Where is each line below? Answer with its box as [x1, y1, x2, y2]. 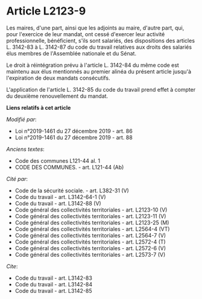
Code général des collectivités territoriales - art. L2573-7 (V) [14, 251, 166, 258]
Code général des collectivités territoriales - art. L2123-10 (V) [14, 206, 168, 213]
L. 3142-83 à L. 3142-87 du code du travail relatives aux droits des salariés [6, 43, 192, 51]
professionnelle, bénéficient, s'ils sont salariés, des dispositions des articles [6, 37, 195, 44]
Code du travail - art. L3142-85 [14, 287, 92, 294]
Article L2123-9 [6, 4, 86, 18]
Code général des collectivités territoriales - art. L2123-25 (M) [14, 219, 169, 226]
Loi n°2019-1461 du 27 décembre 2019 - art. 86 [14, 127, 133, 134]
